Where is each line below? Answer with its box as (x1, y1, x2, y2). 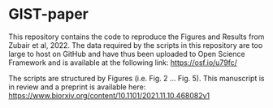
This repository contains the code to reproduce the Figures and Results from (8, 32, 265, 41)
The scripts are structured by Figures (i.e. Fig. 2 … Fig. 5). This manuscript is (8, 73, 265, 83)
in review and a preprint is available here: (8, 82, 146, 92)
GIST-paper (8, 5, 89, 24)
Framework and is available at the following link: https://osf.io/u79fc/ (8, 58, 238, 67)
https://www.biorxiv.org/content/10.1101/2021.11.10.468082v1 (8, 90, 210, 100)
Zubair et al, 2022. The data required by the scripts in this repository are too (8, 40, 263, 50)
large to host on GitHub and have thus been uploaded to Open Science (8, 49, 245, 58)
